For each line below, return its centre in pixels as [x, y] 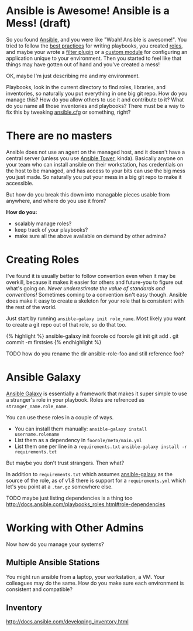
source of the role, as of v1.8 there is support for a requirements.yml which [96, 480]
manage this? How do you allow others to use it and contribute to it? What [95, 99]
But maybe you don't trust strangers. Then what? [65, 463]
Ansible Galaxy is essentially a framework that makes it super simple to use [96, 393]
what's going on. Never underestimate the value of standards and [86, 288]
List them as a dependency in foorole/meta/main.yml [78, 440]
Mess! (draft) [39, 23]
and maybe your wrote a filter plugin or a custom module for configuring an [97, 52]
